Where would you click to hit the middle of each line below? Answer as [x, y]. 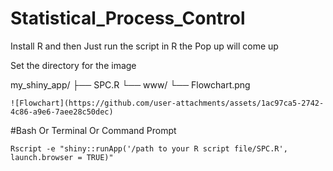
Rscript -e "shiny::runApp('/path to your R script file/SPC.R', [149, 148]
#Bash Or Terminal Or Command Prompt [93, 130]
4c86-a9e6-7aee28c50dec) [62, 112]
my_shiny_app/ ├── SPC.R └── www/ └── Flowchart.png [130, 84]
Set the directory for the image [73, 65]
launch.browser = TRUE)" [62, 157]
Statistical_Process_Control [128, 18]
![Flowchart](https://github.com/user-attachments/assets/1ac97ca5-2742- [167, 103]
